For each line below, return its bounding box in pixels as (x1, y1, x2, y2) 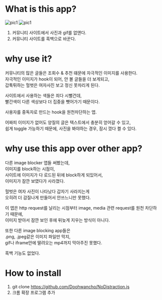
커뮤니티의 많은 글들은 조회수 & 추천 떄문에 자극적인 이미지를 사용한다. (5, 70, 138, 76)
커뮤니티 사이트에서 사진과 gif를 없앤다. (12, 29, 87, 35)
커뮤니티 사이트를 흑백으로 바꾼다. (12, 36, 76, 42)
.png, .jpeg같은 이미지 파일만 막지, (5, 234, 71, 239)
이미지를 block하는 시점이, (5, 166, 55, 171)
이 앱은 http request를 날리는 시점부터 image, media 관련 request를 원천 (5, 205, 144, 211)
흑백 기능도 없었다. (5, 250, 40, 256)
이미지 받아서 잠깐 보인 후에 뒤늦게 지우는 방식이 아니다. (5, 217, 110, 223)
